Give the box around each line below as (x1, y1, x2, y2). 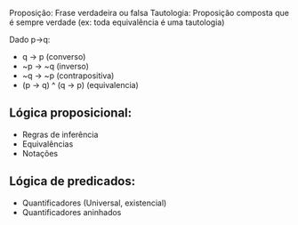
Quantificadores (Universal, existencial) (21, 197, 167, 208)
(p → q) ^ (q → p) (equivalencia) (21, 80, 140, 90)
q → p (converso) (21, 52, 86, 61)
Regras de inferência (21, 129, 99, 140)
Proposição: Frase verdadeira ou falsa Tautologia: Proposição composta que (9, 8, 289, 18)
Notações (21, 148, 59, 158)
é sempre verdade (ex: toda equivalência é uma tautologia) (9, 17, 225, 28)
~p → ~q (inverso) (21, 61, 89, 71)
